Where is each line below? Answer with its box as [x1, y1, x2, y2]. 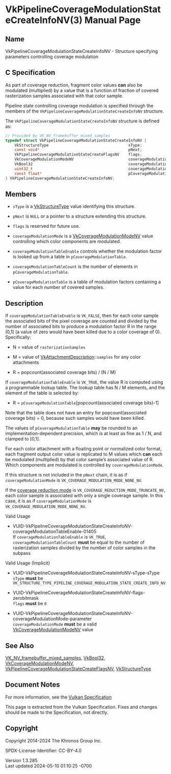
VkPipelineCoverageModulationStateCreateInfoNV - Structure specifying [5, 48, 158, 54]
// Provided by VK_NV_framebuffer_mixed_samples [5, 133, 110, 138]
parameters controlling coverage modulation [5, 54, 99, 60]
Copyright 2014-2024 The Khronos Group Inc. [5, 737, 102, 743]
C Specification [5, 68, 55, 77]
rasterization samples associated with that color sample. [5, 93, 124, 99]
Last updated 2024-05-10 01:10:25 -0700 [5, 763, 92, 769]
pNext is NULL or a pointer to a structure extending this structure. [12, 213, 147, 220]
